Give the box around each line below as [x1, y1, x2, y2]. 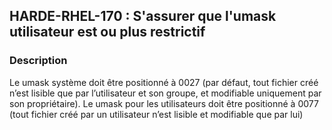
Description [9, 54, 68, 68]
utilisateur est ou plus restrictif [9, 24, 206, 41]
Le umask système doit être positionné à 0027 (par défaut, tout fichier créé [9, 76, 319, 88]
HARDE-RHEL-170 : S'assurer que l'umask [9, 8, 277, 25]
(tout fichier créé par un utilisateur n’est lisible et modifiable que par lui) [9, 108, 304, 120]
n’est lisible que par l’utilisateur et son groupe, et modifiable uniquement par [9, 87, 322, 99]
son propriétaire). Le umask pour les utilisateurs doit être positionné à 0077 [9, 97, 319, 109]
